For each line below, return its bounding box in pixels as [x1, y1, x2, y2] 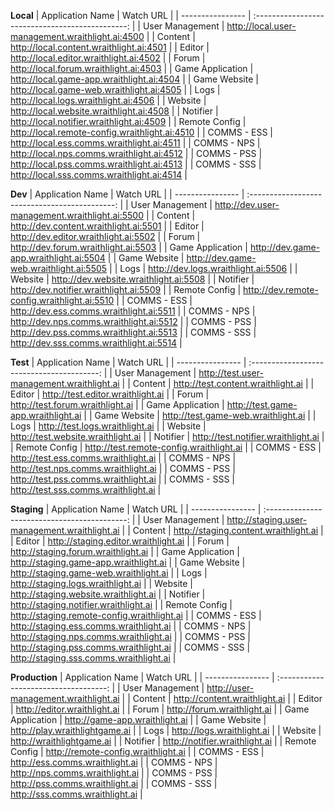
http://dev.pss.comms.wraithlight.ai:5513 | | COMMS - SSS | [10, 326, 257, 338]
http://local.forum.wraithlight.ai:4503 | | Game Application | [10, 63, 254, 74]
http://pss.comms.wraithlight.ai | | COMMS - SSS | [10, 778, 218, 789]
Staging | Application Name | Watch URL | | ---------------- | [10, 503, 262, 515]
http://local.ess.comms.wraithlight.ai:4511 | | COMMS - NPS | [10, 137, 261, 149]
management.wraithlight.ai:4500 [10, 31, 145, 42]
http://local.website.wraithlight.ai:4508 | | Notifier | [10, 105, 219, 117]
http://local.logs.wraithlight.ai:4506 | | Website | [10, 95, 207, 106]
